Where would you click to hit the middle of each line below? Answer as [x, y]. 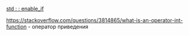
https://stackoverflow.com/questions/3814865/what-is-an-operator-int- [95, 20]
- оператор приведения [58, 27]
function [16, 27]
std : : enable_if [25, 9]
